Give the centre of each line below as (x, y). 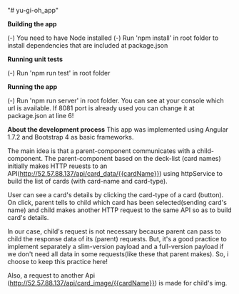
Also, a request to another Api (51, 275)
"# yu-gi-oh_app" (33, 10)
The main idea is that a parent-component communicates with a (101, 151)
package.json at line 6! (41, 116)
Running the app (32, 87)
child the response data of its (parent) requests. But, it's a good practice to (117, 239)
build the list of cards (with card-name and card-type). (87, 181)
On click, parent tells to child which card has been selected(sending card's (117, 203)
